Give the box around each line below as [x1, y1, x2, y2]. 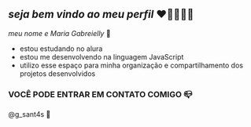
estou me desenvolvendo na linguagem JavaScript [19, 52, 184, 61]
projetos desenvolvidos [19, 68, 96, 78]
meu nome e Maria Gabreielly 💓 [8, 28, 112, 38]
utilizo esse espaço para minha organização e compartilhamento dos [19, 60, 244, 70]
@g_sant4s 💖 [8, 110, 51, 119]
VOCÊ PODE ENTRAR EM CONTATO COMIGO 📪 [8, 89, 193, 100]
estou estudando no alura [19, 44, 103, 53]
